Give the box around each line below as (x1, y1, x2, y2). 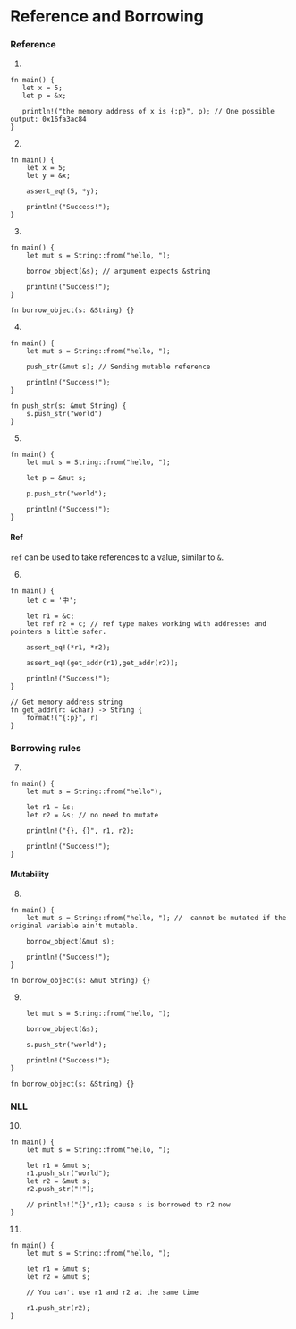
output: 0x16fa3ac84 (10, 114, 88, 124)
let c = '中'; (26, 596, 78, 605)
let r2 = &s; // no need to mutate (26, 810, 159, 819)
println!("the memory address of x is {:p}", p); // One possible (21, 107, 275, 116)
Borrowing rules (10, 741, 81, 754)
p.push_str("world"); (26, 489, 106, 498)
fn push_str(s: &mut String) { (10, 402, 127, 411)
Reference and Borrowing (10, 6, 204, 27)
